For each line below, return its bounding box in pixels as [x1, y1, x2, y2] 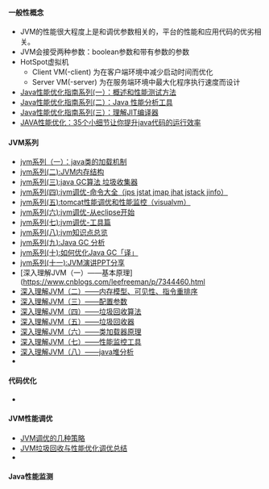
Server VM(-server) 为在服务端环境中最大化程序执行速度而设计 [31, 77, 241, 87]
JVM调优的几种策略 [19, 433, 86, 443]
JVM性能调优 [8, 414, 53, 424]
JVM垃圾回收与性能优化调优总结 [19, 443, 128, 453]
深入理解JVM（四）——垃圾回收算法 [19, 307, 143, 316]
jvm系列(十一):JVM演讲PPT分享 [19, 258, 125, 268]
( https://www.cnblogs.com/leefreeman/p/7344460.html [19, 277, 205, 286]
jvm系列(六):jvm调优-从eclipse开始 [19, 207, 135, 217]
